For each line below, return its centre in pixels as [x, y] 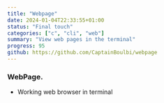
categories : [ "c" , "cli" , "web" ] [56, 33]
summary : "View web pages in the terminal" [72, 40]
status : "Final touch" [40, 26]
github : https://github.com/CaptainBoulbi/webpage [82, 53]
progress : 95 [26, 46]
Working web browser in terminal [65, 92]
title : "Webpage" [32, 14]
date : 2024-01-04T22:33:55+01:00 [56, 20]
